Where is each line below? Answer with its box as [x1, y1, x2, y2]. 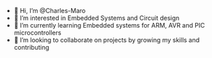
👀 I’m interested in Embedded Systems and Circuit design [13, 14, 180, 22]
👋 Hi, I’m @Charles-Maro [13, 7, 86, 14]
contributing [13, 43, 50, 51]
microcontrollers [13, 28, 62, 37]
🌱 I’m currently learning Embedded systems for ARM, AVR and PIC [13, 21, 205, 29]
